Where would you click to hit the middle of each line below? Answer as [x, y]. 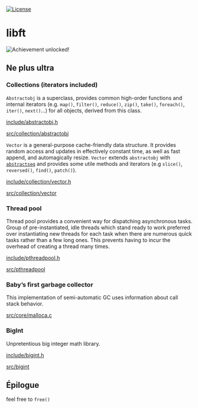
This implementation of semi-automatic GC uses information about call [92, 298]
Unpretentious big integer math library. [53, 343]
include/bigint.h [25, 355]
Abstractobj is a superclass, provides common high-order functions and [94, 98]
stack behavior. [25, 304]
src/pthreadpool [26, 269]
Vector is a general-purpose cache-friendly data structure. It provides [91, 144]
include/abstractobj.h [32, 122]
